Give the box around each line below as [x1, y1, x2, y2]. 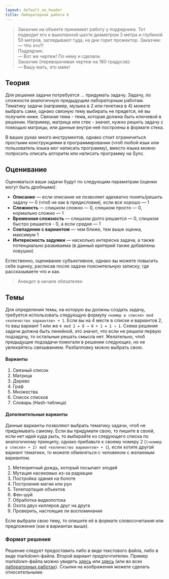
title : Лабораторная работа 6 [5, 12, 70, 17]
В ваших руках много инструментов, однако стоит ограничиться [5, 134, 146, 140]
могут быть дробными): [5, 184, 57, 190]
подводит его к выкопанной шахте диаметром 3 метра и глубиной [17, 31, 163, 38]
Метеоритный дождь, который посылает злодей [12, 465, 118, 471]
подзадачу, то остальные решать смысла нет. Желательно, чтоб [5, 333, 145, 339]
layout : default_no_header [5, 7, 62, 13]
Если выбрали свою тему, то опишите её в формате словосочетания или [5, 518, 164, 524]
